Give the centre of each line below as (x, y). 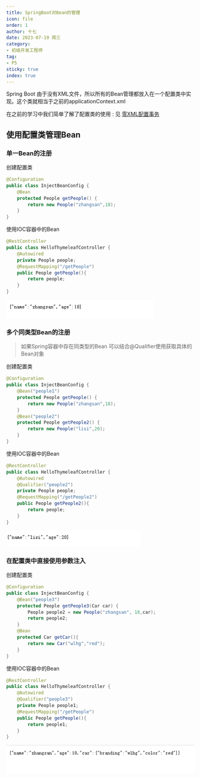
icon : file (20, 19)
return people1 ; (48, 724)
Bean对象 (33, 354)
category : (19, 44)
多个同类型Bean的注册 (38, 332)
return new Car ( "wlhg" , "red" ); (67, 643)
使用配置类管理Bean (43, 135)
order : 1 (17, 25)
